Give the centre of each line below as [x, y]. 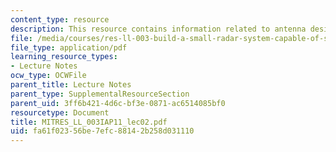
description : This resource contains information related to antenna [158, 29]
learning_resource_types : [64, 57]
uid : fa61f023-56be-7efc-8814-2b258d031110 [102, 131]
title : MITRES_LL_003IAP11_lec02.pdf [89, 122]
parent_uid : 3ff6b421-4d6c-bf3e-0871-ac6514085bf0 [118, 103]
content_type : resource [60, 19]
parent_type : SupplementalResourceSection [100, 94]
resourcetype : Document [60, 112]
